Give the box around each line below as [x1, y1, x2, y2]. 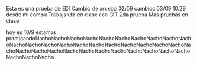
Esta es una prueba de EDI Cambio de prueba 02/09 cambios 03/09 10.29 [6, 5, 186, 12]
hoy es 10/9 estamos [6, 29, 57, 36]
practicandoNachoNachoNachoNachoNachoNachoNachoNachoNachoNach [6, 35, 192, 42]
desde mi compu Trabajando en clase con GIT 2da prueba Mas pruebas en [6, 11, 189, 18]
